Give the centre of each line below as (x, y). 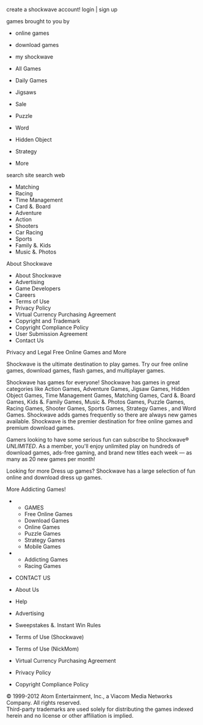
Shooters (27, 226)
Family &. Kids (33, 245)
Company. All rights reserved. (44, 703)
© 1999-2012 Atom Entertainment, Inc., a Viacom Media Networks (90, 696)
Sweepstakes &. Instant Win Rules (58, 625)
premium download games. (41, 428)
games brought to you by (38, 21)
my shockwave (34, 57)
